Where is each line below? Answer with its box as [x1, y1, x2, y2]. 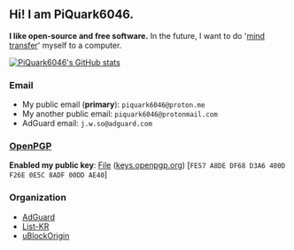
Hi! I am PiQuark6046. [9, 7, 135, 22]
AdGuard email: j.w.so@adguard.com [21, 118, 153, 129]
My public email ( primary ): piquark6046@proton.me [21, 99, 205, 110]
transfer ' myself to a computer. [9, 40, 122, 50]
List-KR [21, 221, 50, 231]
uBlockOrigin [21, 230, 70, 241]
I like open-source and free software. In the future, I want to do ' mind [9, 30, 266, 41]
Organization [9, 192, 66, 204]
